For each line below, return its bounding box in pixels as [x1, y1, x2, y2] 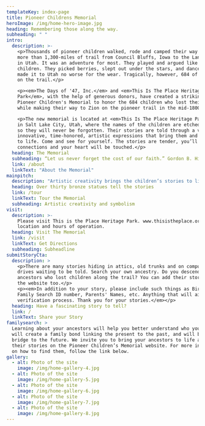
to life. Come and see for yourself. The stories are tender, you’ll [17, 138, 198, 145]
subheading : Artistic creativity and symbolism [12, 201, 135, 207]
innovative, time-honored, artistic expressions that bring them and [17, 133, 198, 139]
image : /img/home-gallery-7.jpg [17, 399, 99, 405]
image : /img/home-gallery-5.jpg [17, 377, 99, 383]
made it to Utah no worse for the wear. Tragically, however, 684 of [17, 71, 198, 77]
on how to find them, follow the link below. [12, 348, 130, 354]
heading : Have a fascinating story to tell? [12, 303, 127, 309]
